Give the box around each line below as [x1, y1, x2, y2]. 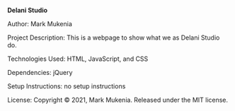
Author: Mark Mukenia [7, 20, 73, 28]
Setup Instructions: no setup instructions [7, 82, 126, 90]
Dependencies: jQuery [7, 69, 73, 76]
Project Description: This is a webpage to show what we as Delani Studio [7, 33, 220, 42]
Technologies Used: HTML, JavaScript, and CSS [7, 54, 149, 63]
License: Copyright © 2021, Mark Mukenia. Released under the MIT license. [7, 95, 229, 104]
